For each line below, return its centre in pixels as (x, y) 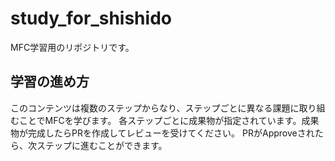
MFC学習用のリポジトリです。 (72, 47)
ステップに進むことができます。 (102, 145)
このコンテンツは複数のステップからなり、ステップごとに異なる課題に (155, 108)
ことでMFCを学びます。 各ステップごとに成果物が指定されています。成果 (169, 120)
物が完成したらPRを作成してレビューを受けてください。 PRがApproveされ (162, 133)
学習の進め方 (50, 82)
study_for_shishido (91, 18)
